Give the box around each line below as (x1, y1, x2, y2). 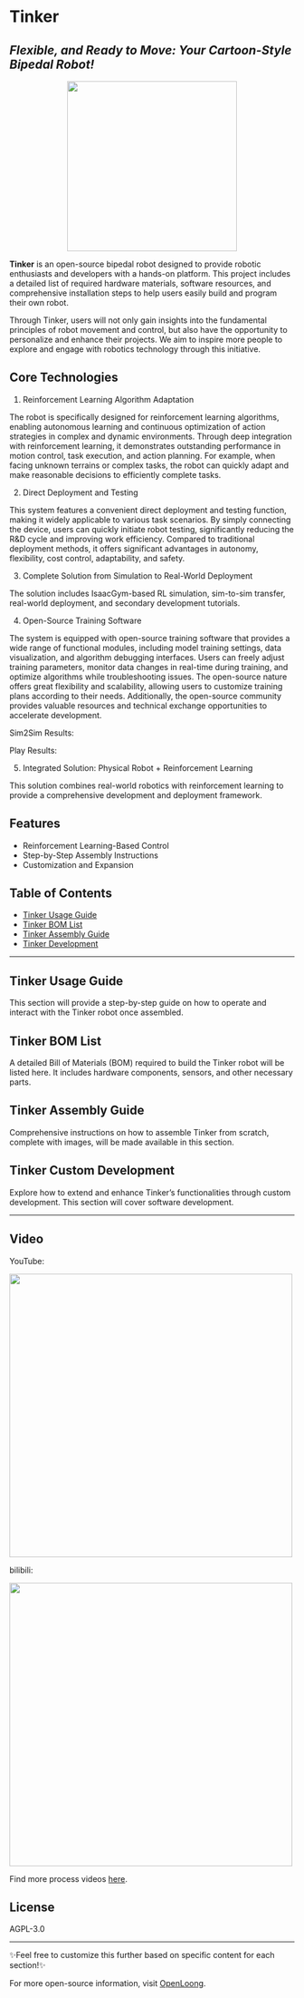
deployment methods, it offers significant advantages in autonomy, (9, 542, 259, 554)
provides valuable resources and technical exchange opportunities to (9, 700, 268, 711)
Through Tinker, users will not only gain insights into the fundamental (9, 315, 267, 326)
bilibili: (9, 1564, 33, 1575)
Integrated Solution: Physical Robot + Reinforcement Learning (22, 762, 253, 773)
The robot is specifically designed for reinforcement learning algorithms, (9, 411, 280, 423)
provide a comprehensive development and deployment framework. (9, 789, 262, 800)
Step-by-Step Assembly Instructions (22, 850, 158, 861)
